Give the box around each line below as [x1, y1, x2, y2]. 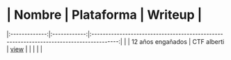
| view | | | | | [6, 45, 43, 53]
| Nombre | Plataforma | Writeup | [6, 7, 202, 23]
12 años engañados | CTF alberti [131, 37, 225, 45]
